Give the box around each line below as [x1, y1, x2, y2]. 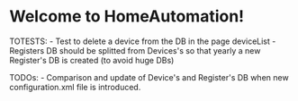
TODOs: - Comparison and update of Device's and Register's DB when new [9, 72, 290, 82]
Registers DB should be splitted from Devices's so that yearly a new [9, 45, 261, 55]
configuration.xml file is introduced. [9, 81, 141, 92]
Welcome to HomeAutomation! [9, 6, 245, 27]
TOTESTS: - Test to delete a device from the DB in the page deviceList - [9, 36, 276, 46]
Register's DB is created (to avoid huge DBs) [9, 55, 175, 65]
